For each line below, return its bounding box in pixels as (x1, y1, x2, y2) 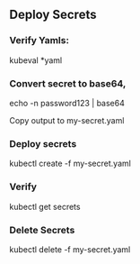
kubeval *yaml (9, 54, 63, 66)
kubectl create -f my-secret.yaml (9, 158, 132, 169)
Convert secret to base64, (9, 77, 127, 89)
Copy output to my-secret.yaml (9, 114, 125, 125)
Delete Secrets (9, 223, 75, 236)
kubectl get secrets (9, 201, 81, 212)
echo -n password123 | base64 (9, 97, 126, 108)
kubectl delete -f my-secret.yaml (9, 243, 131, 255)
